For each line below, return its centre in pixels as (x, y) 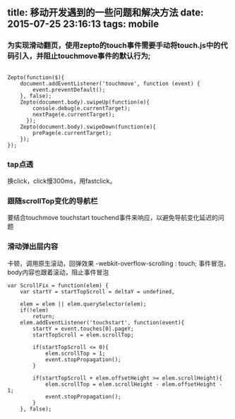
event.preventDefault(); (69, 90)
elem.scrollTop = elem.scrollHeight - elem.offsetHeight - (133, 384)
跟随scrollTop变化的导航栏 (53, 201)
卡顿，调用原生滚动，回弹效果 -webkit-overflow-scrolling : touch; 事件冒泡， (119, 263)
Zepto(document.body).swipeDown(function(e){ (88, 127)
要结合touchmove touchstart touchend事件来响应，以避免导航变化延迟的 (113, 218)
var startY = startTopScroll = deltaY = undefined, (97, 291)
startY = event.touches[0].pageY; (83, 329)
